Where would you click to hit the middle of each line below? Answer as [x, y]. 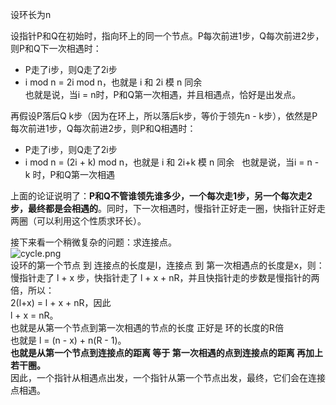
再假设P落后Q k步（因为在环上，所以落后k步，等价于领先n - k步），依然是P [164, 116]
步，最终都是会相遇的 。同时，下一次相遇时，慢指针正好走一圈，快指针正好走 [168, 208]
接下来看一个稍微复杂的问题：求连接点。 [93, 242]
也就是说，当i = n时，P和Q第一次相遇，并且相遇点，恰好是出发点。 [163, 94]
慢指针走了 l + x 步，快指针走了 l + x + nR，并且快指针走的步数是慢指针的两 [165, 277]
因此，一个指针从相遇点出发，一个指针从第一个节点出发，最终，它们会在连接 [168, 377]
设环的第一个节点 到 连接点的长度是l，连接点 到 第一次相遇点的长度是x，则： [167, 265]
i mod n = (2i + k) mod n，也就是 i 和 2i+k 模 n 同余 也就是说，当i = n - [172, 162]
